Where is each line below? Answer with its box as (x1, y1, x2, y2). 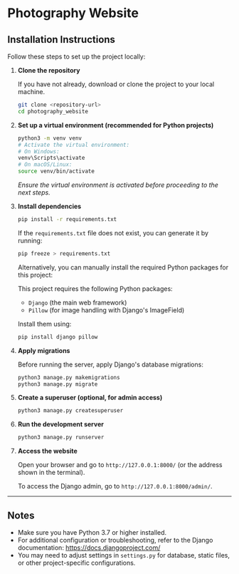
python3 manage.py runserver (17, 434, 105, 441)
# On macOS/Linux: (17, 161, 73, 168)
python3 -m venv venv (17, 134, 83, 142)
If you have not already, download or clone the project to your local (17, 80, 215, 88)
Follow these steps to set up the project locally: (7, 52, 146, 61)
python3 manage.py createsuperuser (17, 407, 124, 414)
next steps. (17, 188, 51, 197)
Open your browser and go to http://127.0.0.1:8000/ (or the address (17, 461, 223, 469)
